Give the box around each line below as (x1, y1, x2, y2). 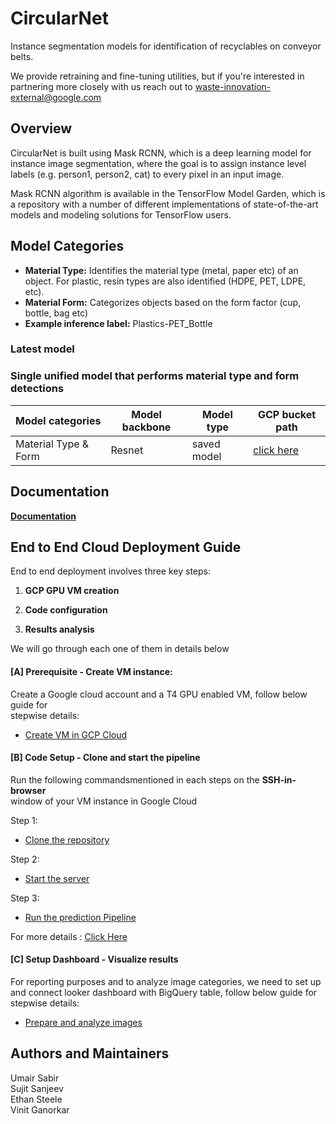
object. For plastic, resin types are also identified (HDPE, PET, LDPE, (24, 275, 307, 287)
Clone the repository (24, 833, 110, 846)
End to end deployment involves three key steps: (10, 565, 212, 577)
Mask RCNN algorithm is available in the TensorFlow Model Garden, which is (10, 187, 326, 199)
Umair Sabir (10, 1072, 60, 1084)
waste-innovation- (194, 80, 272, 92)
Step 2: (10, 853, 40, 865)
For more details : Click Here (10, 930, 128, 942)
